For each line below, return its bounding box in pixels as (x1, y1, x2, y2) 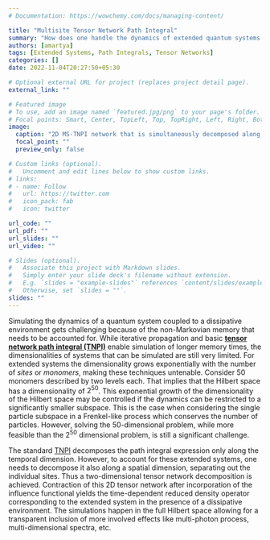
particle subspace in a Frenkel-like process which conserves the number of (8, 412, 259, 422)
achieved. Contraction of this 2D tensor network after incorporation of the (8, 480, 253, 489)
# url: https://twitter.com (8, 190, 110, 198)
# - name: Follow (8, 182, 67, 190)
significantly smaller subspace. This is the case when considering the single (8, 403, 260, 413)
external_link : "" (8, 85, 70, 93)
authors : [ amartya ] (8, 41, 74, 49)
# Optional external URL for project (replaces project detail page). (8, 78, 250, 86)
